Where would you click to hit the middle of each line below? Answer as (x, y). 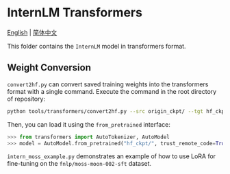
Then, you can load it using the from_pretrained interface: (89, 124)
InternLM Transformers (75, 13)
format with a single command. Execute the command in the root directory (112, 91)
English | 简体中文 (32, 32)
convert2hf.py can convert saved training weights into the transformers (108, 84)
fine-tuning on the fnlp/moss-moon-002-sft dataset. (79, 164)
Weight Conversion (49, 67)
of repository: (26, 99)
